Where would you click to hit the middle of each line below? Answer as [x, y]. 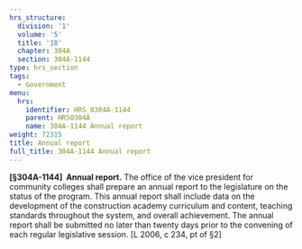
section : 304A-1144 [54, 59]
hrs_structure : [38, 18]
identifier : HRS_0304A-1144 [78, 110]
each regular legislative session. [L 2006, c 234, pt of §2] [116, 234]
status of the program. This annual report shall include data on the [132, 196]
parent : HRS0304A [58, 118]
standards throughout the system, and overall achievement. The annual [142, 215]
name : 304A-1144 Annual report [84, 127]
